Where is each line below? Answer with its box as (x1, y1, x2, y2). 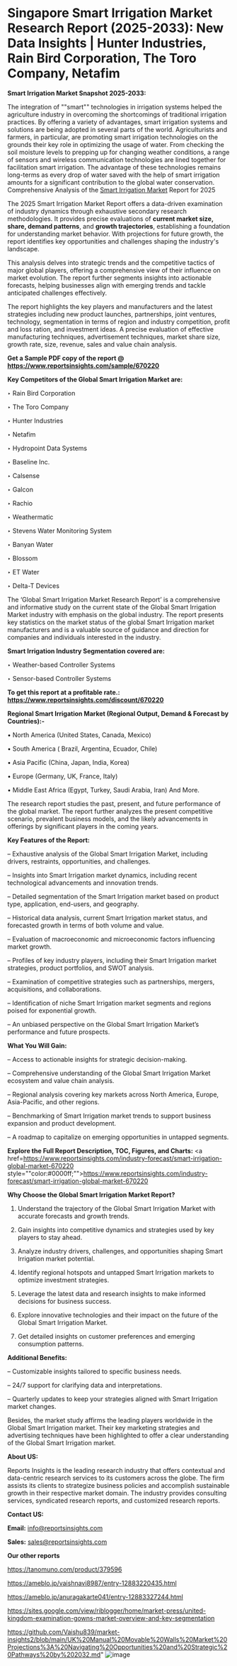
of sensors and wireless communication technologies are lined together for (7, 155, 226, 164)
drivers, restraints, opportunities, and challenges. (7, 857, 151, 866)
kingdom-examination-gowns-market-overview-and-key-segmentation (7, 1613, 215, 1622)
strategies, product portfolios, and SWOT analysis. (7, 964, 154, 972)
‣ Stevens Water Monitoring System (7, 526, 112, 535)
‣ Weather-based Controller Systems (7, 660, 115, 669)
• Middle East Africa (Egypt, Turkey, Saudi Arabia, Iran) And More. (7, 785, 200, 794)
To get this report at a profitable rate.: (7, 687, 120, 697)
